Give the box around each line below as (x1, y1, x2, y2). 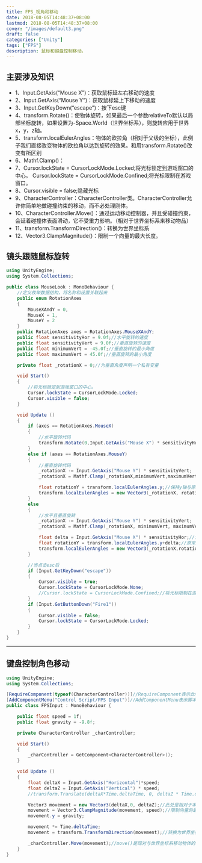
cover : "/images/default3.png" (6, 25, 85, 32)
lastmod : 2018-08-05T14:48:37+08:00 (6, 20, 98, 26)
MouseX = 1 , (28, 312, 58, 318)
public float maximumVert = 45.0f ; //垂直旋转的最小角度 (17, 351, 152, 357)
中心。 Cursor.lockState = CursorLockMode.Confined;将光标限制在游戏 (14, 172, 191, 179)
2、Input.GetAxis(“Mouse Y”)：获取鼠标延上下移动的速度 (14, 96, 156, 104)
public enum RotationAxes (17, 295, 82, 301)
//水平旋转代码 (38, 434, 71, 440)
